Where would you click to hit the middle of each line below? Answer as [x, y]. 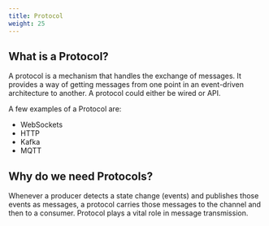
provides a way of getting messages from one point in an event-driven [126, 85]
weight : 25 [27, 24]
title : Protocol [36, 16]
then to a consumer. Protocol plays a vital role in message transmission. [128, 213]
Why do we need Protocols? [80, 176]
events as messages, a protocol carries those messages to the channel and [135, 205]
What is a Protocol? [59, 57]
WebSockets [41, 125]
